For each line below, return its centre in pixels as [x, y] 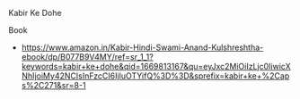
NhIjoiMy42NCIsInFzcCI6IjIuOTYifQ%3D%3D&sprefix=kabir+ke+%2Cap [155, 76]
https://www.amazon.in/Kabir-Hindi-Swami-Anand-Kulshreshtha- [142, 47]
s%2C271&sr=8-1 [53, 85]
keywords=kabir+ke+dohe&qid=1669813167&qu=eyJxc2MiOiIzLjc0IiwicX [156, 66]
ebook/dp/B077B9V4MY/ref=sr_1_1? [87, 57]
